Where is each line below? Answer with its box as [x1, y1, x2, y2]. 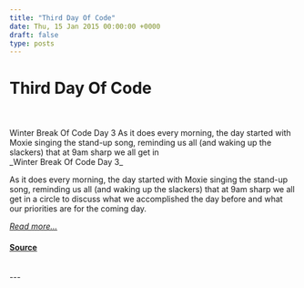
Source [9, 242, 38, 252]
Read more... [9, 221, 57, 232]
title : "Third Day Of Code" [9, 13, 117, 23]
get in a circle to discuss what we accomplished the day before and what [9, 193, 284, 205]
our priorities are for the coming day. [9, 203, 147, 214]
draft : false [9, 30, 59, 39]
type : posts [9, 38, 55, 48]
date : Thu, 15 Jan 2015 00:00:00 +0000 [9, 22, 161, 31]
